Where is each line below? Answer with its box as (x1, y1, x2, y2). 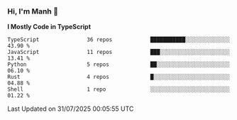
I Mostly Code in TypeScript (7, 23, 91, 31)
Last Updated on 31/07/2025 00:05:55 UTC (7, 104, 134, 113)
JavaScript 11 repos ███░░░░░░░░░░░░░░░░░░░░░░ (7, 49, 231, 56)
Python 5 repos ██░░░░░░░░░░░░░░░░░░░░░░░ (7, 61, 231, 68)
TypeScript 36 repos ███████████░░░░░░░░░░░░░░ (7, 36, 231, 43)
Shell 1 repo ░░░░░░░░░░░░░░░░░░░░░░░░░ (7, 86, 231, 93)
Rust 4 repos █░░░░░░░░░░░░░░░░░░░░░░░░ (7, 74, 231, 81)
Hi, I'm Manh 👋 (7, 6, 59, 16)
